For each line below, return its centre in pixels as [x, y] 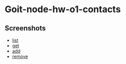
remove [20, 56]
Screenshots [25, 28]
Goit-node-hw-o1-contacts [63, 9]
